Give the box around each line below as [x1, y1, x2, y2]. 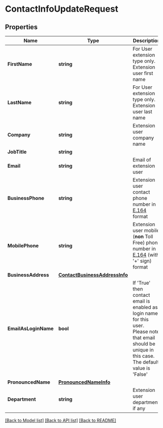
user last [132, 108, 153, 115]
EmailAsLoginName [7, 325, 54, 332]
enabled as [132, 304, 158, 311]
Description [132, 38, 161, 44]
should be [132, 340, 155, 347]
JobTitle [7, 149, 27, 155]
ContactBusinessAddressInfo [58, 272, 128, 278]
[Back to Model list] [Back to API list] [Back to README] [5, 418, 116, 423]
